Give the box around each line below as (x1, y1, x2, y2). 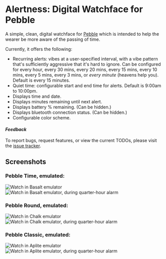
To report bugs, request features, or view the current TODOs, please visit (5, 138, 157, 144)
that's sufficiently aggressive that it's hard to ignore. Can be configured (12, 61, 161, 67)
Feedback (5, 126, 27, 132)
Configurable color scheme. (12, 114, 71, 120)
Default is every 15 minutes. (12, 77, 71, 83)
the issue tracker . (5, 143, 41, 149)
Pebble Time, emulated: (5, 172, 65, 179)
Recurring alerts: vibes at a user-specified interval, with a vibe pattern (12, 55, 158, 61)
